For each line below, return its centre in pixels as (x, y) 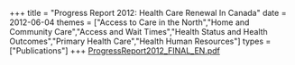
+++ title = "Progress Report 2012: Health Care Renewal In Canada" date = (148, 13)
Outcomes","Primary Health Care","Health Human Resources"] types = (140, 41)
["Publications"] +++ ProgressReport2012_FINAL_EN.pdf (115, 51)
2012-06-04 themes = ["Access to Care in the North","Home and (129, 22)
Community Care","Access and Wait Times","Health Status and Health (138, 32)
